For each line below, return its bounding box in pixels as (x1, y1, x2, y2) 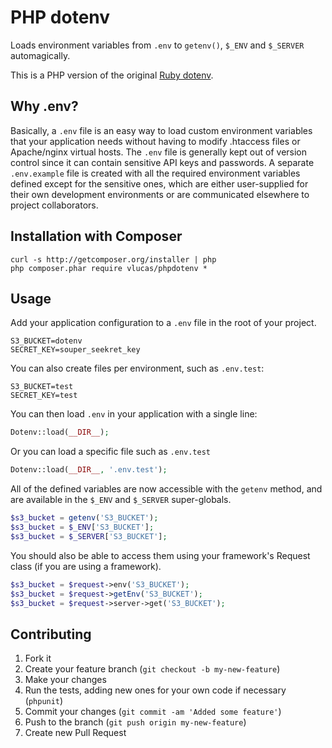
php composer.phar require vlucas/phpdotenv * (10, 263, 208, 273)
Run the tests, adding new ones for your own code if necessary (24, 684, 287, 696)
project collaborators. (10, 199, 99, 211)
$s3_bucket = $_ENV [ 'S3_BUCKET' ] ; (10, 522, 155, 532)
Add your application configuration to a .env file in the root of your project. (10, 317, 317, 329)
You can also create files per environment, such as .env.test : (10, 362, 265, 375)
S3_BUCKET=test (10, 382, 74, 392)
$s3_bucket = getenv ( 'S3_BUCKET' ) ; (10, 513, 159, 523)
